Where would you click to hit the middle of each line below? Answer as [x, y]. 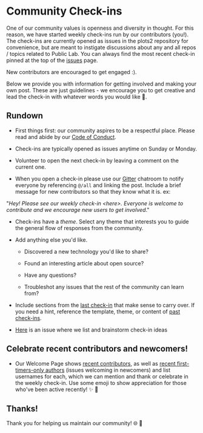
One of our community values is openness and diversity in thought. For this [100, 28]
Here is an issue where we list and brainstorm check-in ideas [91, 330]
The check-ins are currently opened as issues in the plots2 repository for [98, 41]
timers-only [29, 370]
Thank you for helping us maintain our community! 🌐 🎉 [75, 423]
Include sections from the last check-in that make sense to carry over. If [105, 305]
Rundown [25, 116]
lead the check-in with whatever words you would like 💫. [77, 97]
